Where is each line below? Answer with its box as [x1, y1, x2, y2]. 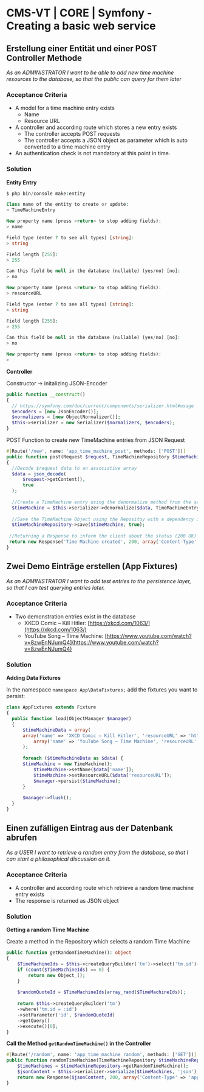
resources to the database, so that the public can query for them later [6, 75, 182, 82]
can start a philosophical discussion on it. [6, 855, 111, 863]
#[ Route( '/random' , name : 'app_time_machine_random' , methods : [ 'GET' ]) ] [6, 1052, 197, 1058]
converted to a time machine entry [24, 143, 110, 150]
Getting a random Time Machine [6, 926, 89, 934]
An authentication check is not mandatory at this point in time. [15, 150, 171, 157]
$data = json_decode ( [12, 471, 67, 477]
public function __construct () [6, 391, 86, 397]
